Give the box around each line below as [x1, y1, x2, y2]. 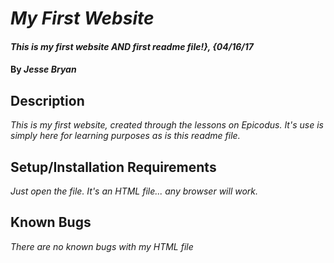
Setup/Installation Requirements [10, 158, 217, 176]
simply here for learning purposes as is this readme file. [10, 130, 241, 142]
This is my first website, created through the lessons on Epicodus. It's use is [10, 119, 324, 131]
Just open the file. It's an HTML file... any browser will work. [10, 185, 259, 197]
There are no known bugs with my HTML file [10, 240, 194, 252]
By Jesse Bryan [10, 63, 77, 76]
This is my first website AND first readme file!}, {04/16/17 [10, 40, 254, 52]
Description [10, 92, 85, 109]
